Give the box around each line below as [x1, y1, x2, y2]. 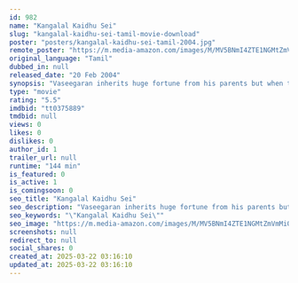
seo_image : [9, 219, 50, 228]
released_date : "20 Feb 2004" [9, 71, 122, 80]
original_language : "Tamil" [9, 54, 114, 63]
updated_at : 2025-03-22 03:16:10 [9, 261, 133, 270]
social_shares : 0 [9, 244, 74, 253]
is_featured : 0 [9, 169, 66, 178]
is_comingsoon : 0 [9, 186, 74, 195]
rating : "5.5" [9, 95, 62, 105]
